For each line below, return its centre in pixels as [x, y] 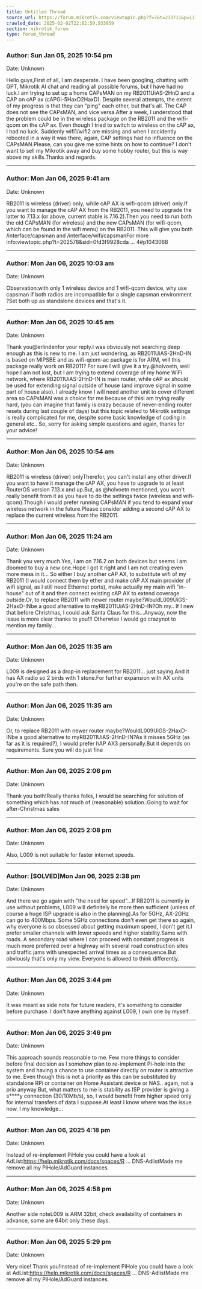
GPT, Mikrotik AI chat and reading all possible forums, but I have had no [95, 87]
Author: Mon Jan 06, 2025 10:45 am [60, 322]
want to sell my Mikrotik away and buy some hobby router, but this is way [97, 151]
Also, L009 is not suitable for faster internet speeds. [71, 855]
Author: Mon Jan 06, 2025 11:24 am [59, 536]
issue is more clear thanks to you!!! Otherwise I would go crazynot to [91, 619]
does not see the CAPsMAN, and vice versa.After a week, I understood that [99, 112]
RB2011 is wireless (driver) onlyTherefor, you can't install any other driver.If [99, 476]
